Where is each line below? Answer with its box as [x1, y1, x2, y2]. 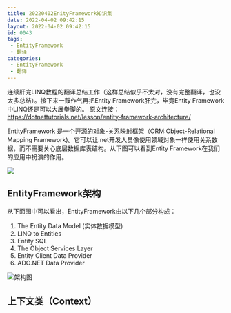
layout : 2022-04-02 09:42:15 [7, 23, 91, 30]
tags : [7, 36, 23, 43]
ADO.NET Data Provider [17, 259, 85, 267]
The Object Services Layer [17, 244, 93, 252]
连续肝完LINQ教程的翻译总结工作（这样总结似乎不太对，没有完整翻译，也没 [7, 88, 221, 96]
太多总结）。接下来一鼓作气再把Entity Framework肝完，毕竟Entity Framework [7, 96, 225, 104]
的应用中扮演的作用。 [7, 152, 68, 161]
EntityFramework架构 [7, 188, 101, 199]
